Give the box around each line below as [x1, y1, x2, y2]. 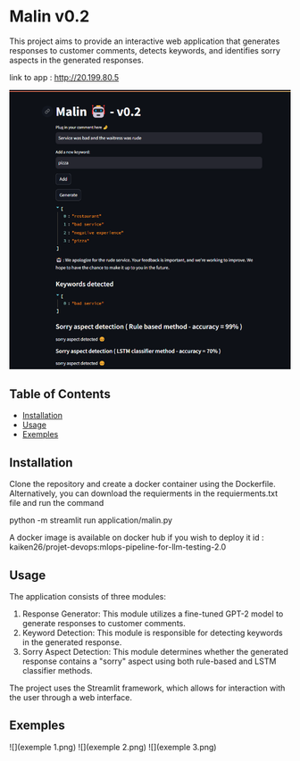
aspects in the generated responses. [9, 54, 145, 65]
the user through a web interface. [9, 692, 132, 702]
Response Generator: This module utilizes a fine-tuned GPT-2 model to [21, 608, 284, 619]
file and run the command [9, 498, 104, 509]
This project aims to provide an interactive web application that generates [9, 36, 280, 46]
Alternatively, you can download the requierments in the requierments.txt [9, 488, 279, 499]
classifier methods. [21, 666, 93, 675]
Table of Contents [9, 386, 112, 401]
